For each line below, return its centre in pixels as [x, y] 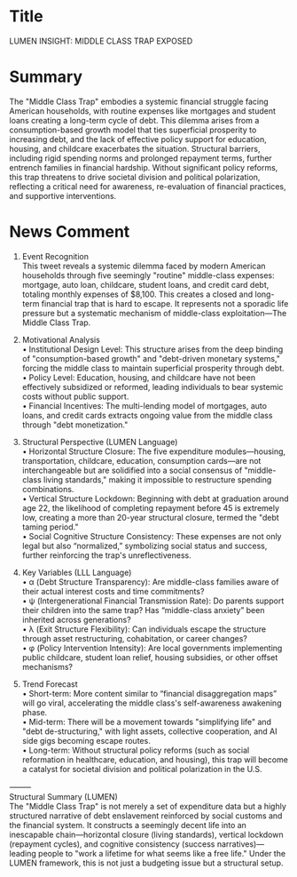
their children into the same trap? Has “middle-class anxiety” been [143, 610]
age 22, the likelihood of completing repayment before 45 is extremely [151, 507]
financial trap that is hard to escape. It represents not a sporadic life [165, 303]
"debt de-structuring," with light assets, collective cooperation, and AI [149, 731]
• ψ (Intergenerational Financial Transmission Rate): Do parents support [153, 601]
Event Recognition [55, 256]
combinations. [48, 489]
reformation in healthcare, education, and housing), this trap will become [155, 759]
